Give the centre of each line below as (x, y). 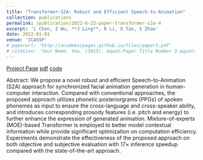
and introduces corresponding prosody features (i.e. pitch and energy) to (98, 112)
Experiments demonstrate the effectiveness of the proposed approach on (98, 138)
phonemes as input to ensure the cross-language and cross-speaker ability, (101, 106)
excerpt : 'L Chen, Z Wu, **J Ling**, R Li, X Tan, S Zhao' (82, 29)
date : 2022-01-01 (28, 34)
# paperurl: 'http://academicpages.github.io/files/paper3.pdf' (89, 46)
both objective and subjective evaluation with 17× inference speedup (92, 144)
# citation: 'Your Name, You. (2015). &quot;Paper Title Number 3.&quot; (101, 51)
